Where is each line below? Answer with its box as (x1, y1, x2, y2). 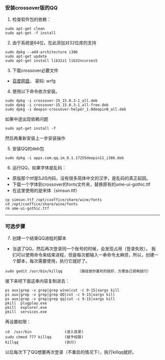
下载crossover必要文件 (12, 67, 59, 73)
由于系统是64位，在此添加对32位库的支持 (12, 40, 97, 46)
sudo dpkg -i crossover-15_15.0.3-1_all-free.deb (5, 102, 109, 108)
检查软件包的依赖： (12, 16, 52, 23)
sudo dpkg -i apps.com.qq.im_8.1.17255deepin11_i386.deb (5, 156, 124, 161)
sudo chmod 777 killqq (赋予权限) (5, 334, 84, 339)
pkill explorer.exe (5, 305, 48, 310)
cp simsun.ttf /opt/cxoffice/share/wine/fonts (5, 197, 102, 202)
